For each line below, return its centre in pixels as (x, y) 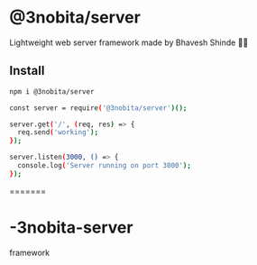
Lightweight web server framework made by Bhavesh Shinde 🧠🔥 (129, 42)
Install (27, 71)
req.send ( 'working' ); (58, 132)
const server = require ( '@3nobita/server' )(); (98, 108)
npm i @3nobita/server (52, 91)
